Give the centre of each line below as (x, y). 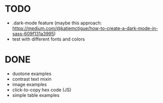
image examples (29, 84)
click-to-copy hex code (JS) (42, 90)
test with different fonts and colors (49, 39)
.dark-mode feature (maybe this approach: (57, 23)
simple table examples (36, 95)
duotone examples (32, 74)
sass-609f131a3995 (33, 33)
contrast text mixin (32, 79)
